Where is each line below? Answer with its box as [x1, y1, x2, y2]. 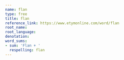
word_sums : [5, 39, 27, 44]
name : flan [5, 7, 27, 12]
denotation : [5, 34, 29, 39]
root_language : [5, 30, 36, 34]
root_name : [5, 25, 27, 30]
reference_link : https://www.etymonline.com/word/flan [5, 20, 120, 26]
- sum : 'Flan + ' [5, 43, 41, 48]
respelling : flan [9, 47, 45, 52]
